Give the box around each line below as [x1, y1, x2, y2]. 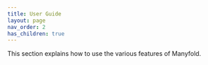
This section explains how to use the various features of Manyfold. [7, 49, 202, 58]
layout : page [7, 17, 46, 24]
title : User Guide [7, 10, 62, 18]
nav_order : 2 [7, 23, 46, 30]
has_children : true [7, 30, 65, 37]
